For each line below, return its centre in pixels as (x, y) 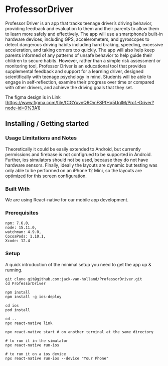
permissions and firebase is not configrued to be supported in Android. (78, 154)
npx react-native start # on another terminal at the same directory (79, 332)
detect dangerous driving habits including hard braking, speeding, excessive (84, 44)
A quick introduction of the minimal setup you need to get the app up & (78, 264)
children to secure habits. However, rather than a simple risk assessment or (83, 60)
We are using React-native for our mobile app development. (67, 199)
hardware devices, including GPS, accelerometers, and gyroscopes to (77, 39)
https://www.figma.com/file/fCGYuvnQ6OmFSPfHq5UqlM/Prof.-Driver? (80, 102)
